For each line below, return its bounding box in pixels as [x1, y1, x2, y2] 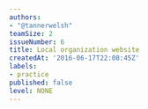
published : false [9, 78, 73, 87]
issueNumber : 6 [9, 37, 65, 47]
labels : [9, 62, 38, 71]
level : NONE [9, 86, 53, 95]
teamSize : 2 [9, 29, 53, 38]
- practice [9, 70, 49, 79]
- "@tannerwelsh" [9, 21, 73, 30]
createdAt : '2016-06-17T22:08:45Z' [9, 54, 140, 62]
